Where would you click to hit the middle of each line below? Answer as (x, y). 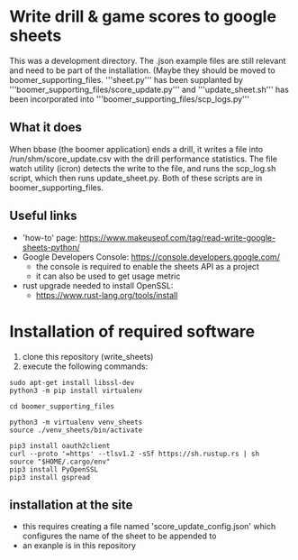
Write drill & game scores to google (143, 17)
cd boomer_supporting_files (62, 406)
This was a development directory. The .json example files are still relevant (148, 60)
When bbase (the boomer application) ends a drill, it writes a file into (136, 149)
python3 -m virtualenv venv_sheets (76, 422)
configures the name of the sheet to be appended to (119, 536)
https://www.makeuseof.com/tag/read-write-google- (178, 237)
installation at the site (71, 505)
